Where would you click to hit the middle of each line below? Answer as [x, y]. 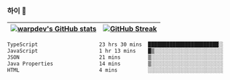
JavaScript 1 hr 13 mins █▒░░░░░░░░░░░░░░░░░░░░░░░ [116, 51]
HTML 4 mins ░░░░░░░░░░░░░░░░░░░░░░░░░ [116, 70]
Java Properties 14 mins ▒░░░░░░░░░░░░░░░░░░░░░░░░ [116, 64]
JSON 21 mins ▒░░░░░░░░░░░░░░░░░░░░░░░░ [116, 57]
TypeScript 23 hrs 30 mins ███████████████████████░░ [116, 45]
